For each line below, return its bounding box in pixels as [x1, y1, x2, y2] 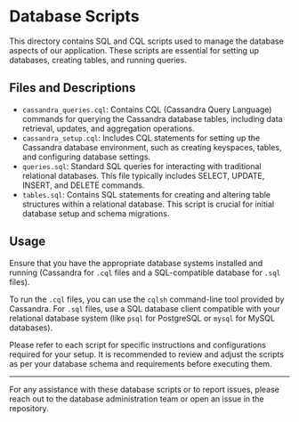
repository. [9, 402, 49, 413]
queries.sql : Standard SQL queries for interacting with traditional [21, 160, 262, 171]
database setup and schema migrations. [21, 207, 170, 219]
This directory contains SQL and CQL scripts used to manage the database [9, 36, 285, 46]
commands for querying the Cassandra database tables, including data [21, 113, 283, 124]
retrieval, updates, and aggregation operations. [21, 123, 195, 134]
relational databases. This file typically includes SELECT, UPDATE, [21, 170, 265, 181]
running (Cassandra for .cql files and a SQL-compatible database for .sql [9, 267, 281, 278]
